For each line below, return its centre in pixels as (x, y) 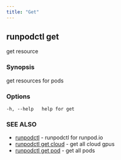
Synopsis (20, 67)
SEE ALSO (22, 124)
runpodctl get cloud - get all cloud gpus (65, 144)
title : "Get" (23, 12)
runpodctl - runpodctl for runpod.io (59, 137)
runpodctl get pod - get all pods (55, 151)
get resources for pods (35, 81)
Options (18, 96)
